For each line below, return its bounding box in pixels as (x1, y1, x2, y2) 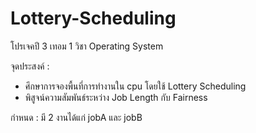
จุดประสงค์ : (10, 60, 50, 72)
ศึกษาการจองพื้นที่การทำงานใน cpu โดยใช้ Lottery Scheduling (24, 80, 247, 92)
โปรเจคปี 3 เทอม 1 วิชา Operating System (10, 40, 164, 52)
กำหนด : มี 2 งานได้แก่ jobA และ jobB (10, 111, 143, 123)
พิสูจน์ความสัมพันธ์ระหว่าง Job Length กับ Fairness (24, 91, 208, 103)
